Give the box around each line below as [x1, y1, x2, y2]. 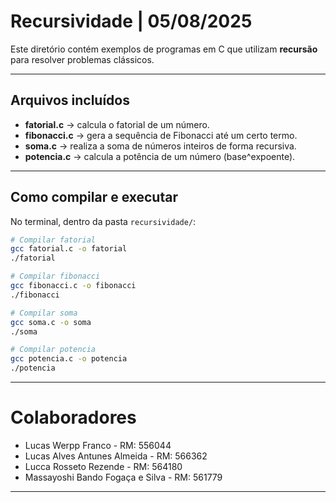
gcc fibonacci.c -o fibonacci [10, 281, 137, 291]
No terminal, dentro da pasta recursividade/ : [10, 215, 197, 227]
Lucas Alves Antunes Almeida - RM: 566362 [24, 450, 208, 462]
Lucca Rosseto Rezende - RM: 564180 [24, 461, 183, 472]
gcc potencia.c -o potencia [10, 354, 128, 364]
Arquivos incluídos [10, 92, 130, 109]
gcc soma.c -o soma [10, 317, 92, 327]
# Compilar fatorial [10, 235, 97, 245]
